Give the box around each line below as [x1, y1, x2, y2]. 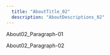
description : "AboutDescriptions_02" [11, 14, 105, 20]
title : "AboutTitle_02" [11, 8, 70, 15]
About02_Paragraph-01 [6, 30, 64, 37]
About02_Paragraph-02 [6, 42, 65, 49]
